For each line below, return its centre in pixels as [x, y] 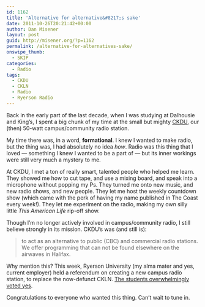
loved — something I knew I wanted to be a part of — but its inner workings [101, 153]
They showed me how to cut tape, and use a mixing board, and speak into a [102, 178]
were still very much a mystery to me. [54, 160]
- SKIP [20, 58]
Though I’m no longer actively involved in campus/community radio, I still [99, 222]
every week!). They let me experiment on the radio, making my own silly [97, 204]
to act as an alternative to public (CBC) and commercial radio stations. [110, 241]
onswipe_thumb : [26, 52]
